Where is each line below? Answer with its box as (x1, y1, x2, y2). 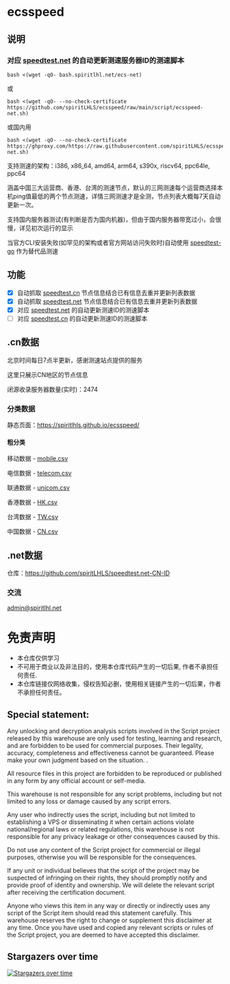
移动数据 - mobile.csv (7, 455, 68, 463)
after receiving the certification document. (7, 889, 127, 897)
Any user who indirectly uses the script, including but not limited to (7, 811, 196, 819)
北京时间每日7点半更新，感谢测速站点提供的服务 (7, 356, 142, 364)
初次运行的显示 (30, 224, 73, 232)
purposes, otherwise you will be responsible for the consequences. (7, 853, 197, 862)
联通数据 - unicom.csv (7, 483, 71, 492)
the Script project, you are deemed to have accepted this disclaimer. (7, 931, 200, 939)
